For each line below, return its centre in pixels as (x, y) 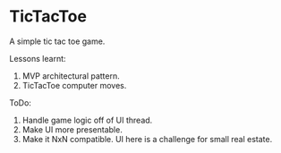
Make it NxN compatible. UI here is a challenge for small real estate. (147, 139)
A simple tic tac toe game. (57, 41)
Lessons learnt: (38, 58)
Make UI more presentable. (72, 129)
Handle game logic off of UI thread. (87, 120)
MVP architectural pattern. (71, 76)
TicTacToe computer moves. (74, 85)
